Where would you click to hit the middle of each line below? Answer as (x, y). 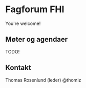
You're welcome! (23, 23)
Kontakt (18, 68)
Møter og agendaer (37, 39)
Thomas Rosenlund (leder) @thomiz (43, 80)
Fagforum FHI (35, 9)
